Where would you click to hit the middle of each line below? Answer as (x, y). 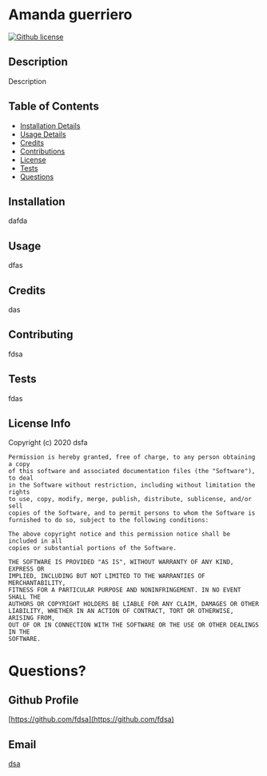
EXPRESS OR (26, 569)
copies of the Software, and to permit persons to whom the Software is (132, 513)
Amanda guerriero (70, 15)
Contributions (42, 151)
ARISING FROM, (32, 618)
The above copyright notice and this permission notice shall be (119, 534)
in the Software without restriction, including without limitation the (132, 485)
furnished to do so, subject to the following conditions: (109, 520)
